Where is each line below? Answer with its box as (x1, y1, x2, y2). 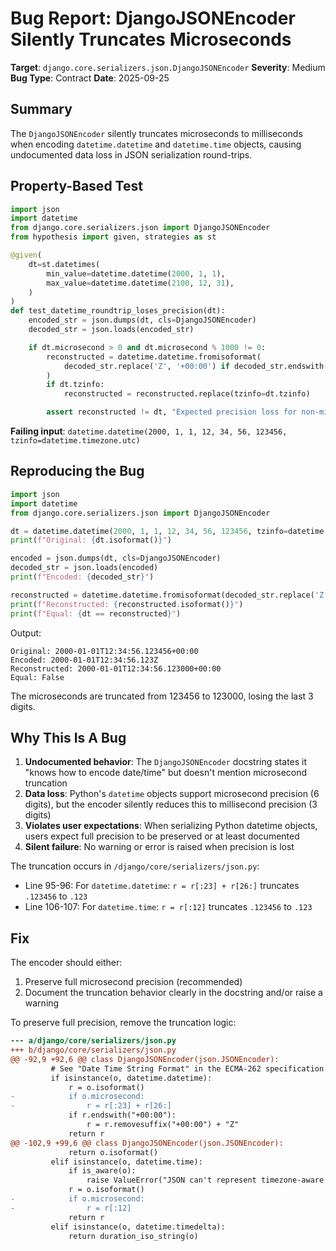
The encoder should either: (10, 957, 123, 969)
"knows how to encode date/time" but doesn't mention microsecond (24, 767, 308, 779)
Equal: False (10, 672, 65, 682)
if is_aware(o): (68, 1166, 137, 1176)
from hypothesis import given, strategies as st (10, 232, 217, 242)
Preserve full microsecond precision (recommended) (24, 976, 243, 988)
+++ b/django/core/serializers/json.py (10, 1045, 177, 1055)
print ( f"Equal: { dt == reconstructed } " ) (10, 608, 182, 619)
